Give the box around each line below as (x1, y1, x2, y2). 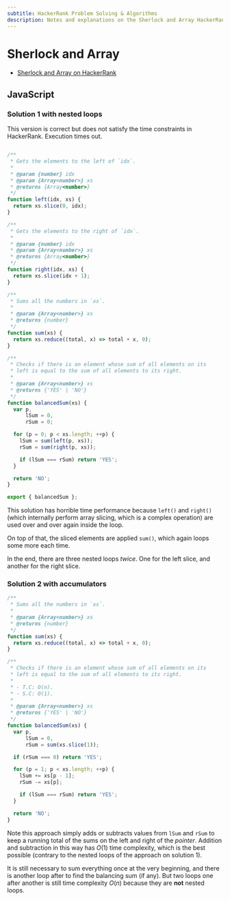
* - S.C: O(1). (10, 690, 53, 697)
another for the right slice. (7, 562, 81, 570)
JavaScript (7, 89, 55, 100)
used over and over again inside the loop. (7, 521, 124, 529)
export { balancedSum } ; (7, 494, 78, 501)
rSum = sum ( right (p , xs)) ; (19, 444, 97, 451)
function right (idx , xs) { (7, 266, 84, 273)
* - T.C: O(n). (10, 684, 53, 690)
